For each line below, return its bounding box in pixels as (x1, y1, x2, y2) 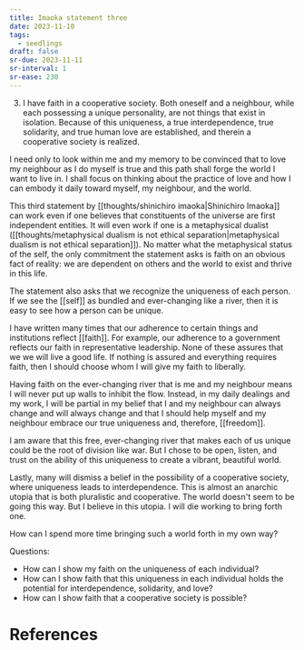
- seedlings (17, 38, 64, 48)
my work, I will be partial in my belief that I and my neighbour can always (9, 397, 281, 409)
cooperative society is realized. (22, 135, 141, 146)
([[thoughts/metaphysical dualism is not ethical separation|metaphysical (9, 229, 279, 240)
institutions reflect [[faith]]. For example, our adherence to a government (9, 332, 281, 343)
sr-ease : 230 (9, 73, 59, 82)
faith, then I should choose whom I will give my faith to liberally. (9, 361, 247, 372)
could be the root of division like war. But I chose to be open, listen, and (9, 445, 277, 455)
